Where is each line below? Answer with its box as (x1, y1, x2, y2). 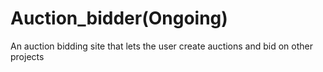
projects (10, 50, 45, 62)
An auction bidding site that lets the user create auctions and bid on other (10, 40, 313, 52)
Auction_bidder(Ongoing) (10, 7, 228, 30)
